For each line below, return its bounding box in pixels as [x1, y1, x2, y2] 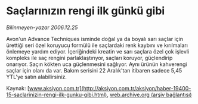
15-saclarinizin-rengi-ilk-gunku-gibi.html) [6, 91, 107, 98]
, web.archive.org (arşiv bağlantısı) [106, 91, 192, 98]
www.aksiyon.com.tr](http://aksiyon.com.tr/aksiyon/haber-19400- [29, 84, 191, 92]
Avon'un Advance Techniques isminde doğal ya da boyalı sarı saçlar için [6, 35, 184, 42]
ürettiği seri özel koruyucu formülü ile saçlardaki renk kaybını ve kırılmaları [6, 42, 188, 49]
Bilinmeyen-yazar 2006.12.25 [6, 24, 78, 31]
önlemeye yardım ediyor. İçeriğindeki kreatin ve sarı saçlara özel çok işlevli [6, 48, 190, 55]
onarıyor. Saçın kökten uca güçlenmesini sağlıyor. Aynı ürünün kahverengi [6, 61, 187, 68]
